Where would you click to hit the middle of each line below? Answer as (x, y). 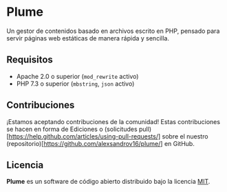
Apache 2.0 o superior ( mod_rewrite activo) (77, 76)
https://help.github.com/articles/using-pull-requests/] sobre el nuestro (108, 136)
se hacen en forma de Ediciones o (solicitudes (72, 129)
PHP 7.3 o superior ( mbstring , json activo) (75, 84)
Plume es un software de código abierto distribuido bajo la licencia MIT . (108, 182)
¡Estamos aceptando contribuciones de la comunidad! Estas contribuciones (113, 121)
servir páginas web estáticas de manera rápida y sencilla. (88, 38)
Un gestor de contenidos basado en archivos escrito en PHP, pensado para (113, 31)
